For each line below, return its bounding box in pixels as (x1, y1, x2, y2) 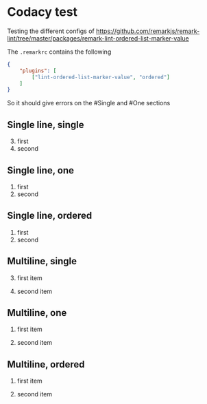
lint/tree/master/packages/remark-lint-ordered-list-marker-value (7, 34, 190, 42)
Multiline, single (7, 255, 77, 267)
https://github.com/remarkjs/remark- (95, 27, 200, 35)
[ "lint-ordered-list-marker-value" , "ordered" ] (32, 74, 170, 81)
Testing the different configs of (7, 27, 95, 35)
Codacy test (7, 4, 77, 20)
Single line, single (7, 118, 84, 131)
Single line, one (7, 164, 74, 176)
